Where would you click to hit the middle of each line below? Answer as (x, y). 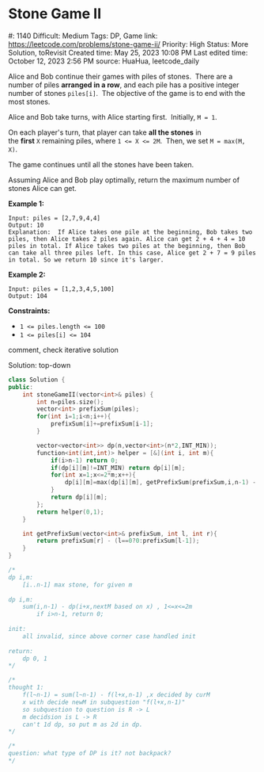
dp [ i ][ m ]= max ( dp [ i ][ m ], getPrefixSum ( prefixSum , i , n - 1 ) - (160, 483)
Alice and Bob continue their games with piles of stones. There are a (121, 76)
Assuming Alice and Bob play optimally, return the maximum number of (124, 180)
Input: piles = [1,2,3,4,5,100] (61, 289)
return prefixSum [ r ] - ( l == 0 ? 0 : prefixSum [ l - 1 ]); (118, 541)
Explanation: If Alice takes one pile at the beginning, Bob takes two (130, 232)
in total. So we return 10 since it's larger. (86, 260)
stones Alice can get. (43, 188)
